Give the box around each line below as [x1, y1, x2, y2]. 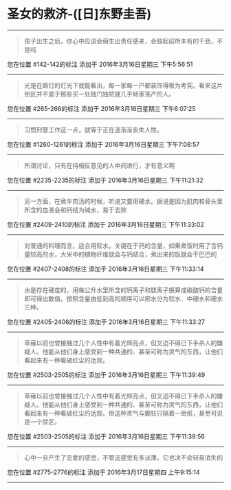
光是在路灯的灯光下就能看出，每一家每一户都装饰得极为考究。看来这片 [23, 81, 223, 90]
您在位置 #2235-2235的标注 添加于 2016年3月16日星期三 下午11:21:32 [7, 176, 204, 184]
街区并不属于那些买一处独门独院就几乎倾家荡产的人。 [23, 90, 175, 98]
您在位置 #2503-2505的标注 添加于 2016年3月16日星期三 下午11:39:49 [7, 370, 206, 379]
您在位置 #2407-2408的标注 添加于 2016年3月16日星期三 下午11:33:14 [7, 265, 204, 273]
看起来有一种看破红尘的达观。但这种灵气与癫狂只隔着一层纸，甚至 [23, 409, 211, 417]
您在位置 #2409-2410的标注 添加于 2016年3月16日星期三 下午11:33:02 [7, 220, 204, 228]
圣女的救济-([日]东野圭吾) [7, 6, 152, 22]
